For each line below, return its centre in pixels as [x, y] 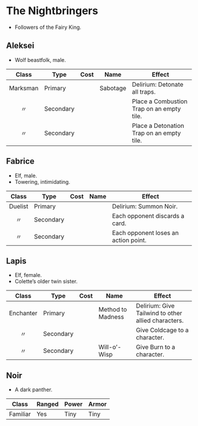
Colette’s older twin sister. [46, 282]
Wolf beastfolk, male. [40, 60]
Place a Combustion [160, 101]
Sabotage [113, 88]
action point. [129, 240]
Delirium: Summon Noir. [145, 206]
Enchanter [23, 313]
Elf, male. [26, 176]
